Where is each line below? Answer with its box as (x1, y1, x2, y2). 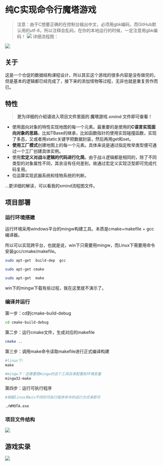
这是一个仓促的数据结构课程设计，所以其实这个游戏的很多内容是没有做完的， (5, 72, 158, 78)
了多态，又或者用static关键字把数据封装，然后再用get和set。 (12, 136, 134, 142)
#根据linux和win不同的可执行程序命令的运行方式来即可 (5, 395, 101, 400)
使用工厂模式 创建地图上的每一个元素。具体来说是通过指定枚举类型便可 (12, 142, 153, 148)
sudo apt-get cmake (5, 267, 45, 272)
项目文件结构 (5, 416, 35, 423)
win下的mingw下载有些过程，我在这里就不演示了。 (5, 285, 107, 291)
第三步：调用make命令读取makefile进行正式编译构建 (5, 348, 110, 354)
